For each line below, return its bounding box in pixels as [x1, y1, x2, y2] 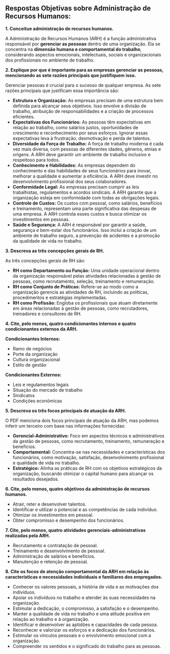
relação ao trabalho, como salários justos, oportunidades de [12, 124, 139, 130]
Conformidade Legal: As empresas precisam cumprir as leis [12, 184, 140, 190]
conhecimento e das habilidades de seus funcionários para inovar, [12, 167, 152, 173]
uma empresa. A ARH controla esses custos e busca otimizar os [12, 211, 147, 217]
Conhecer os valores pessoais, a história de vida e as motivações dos [12, 583, 159, 589]
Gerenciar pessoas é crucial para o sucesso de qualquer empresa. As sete [5, 82, 161, 88]
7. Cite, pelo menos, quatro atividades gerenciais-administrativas [5, 527, 146, 533]
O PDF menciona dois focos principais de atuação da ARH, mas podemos [5, 417, 159, 424]
